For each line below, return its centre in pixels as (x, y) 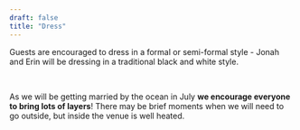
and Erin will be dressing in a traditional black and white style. (124, 61)
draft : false (34, 18)
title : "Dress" (38, 26)
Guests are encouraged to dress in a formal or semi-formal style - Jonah (145, 51)
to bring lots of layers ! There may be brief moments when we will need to (147, 106)
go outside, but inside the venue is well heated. (97, 116)
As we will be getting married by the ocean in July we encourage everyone (150, 97)
